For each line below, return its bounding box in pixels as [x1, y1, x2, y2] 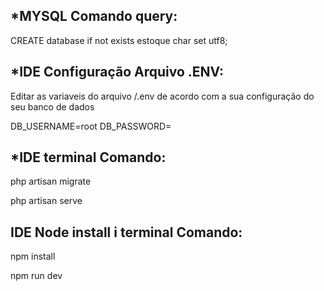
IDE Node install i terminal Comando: [10, 224, 243, 241]
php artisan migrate [10, 175, 92, 188]
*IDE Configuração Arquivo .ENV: [10, 64, 224, 81]
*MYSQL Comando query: [10, 8, 178, 25]
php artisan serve [10, 195, 83, 207]
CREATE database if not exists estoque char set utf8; [10, 34, 228, 46]
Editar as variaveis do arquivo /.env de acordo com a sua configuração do [10, 90, 315, 102]
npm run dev [10, 270, 63, 282]
